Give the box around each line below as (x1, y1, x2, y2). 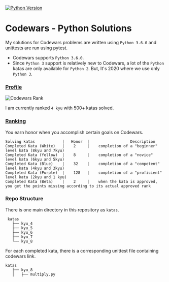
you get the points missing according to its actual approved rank (5, 183, 151, 189)
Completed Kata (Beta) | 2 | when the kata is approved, (5, 179, 158, 184)
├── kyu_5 (12, 225, 33, 231)
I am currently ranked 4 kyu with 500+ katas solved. (5, 105, 114, 111)
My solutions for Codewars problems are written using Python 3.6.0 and (5, 39, 157, 45)
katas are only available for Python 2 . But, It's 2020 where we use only (12, 65, 160, 71)
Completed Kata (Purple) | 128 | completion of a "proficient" (5, 170, 162, 175)
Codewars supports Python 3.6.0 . (12, 54, 84, 60)
